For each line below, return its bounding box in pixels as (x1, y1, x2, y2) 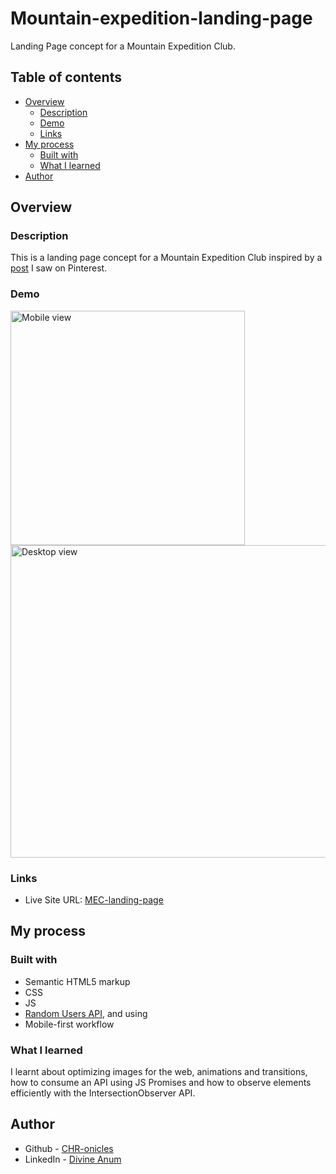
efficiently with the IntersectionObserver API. (10, 1087, 196, 1099)
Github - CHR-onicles (24, 1142, 114, 1154)
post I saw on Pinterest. (10, 262, 108, 274)
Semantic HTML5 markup (24, 975, 131, 987)
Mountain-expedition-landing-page (10, 7, 313, 30)
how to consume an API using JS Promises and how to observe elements (10, 1077, 312, 1089)
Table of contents (10, 69, 122, 86)
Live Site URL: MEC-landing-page (24, 894, 164, 906)
